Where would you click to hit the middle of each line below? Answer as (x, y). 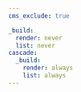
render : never (39, 38)
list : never (36, 45)
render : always (48, 68)
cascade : (23, 53)
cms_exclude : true (39, 16)
